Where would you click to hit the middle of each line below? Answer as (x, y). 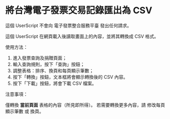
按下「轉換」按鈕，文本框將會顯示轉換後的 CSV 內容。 (70, 77)
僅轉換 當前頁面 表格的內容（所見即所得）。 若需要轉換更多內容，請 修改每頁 (85, 105)
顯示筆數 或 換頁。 (25, 111)
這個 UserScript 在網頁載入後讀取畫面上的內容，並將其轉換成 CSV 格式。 (82, 36)
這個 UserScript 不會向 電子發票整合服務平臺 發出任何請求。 (68, 25)
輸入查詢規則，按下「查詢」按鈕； (49, 64)
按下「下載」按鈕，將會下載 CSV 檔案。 (55, 83)
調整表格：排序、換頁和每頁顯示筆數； (53, 70)
